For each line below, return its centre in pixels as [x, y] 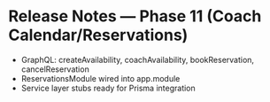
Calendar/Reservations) [98, 35]
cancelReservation [55, 69]
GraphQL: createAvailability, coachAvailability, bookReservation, [137, 59]
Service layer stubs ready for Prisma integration [108, 88]
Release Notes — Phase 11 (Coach [135, 16]
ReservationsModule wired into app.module [100, 78]
